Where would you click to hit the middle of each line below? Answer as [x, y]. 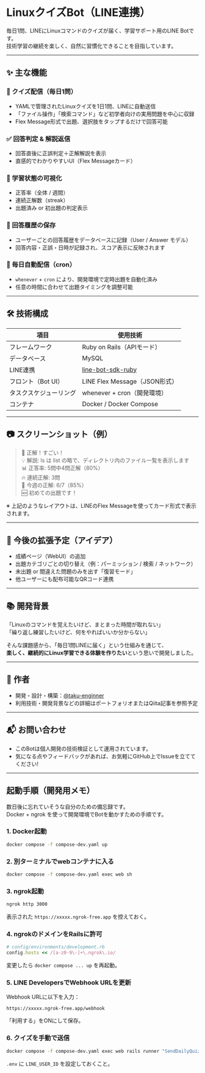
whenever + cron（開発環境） [125, 393]
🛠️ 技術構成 [27, 314]
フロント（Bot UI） [37, 381]
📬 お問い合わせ [36, 730]
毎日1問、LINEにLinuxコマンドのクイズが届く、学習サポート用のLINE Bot [98, 31]
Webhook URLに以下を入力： [43, 997]
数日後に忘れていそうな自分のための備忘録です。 [68, 807]
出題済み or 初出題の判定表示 [52, 208]
